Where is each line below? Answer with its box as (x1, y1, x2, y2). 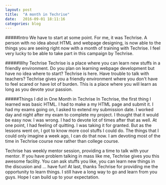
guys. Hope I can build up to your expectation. (5, 174, 100, 180)
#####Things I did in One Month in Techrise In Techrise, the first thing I (5, 96, 151, 102)
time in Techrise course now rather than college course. (5, 138, 119, 144)
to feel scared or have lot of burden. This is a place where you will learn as (5, 81, 157, 87)
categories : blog (5, 21, 41, 26)
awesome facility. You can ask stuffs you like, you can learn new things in (5, 158, 155, 164)
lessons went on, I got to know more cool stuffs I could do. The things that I (5, 127, 159, 134)
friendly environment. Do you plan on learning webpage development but (5, 65, 155, 71)
